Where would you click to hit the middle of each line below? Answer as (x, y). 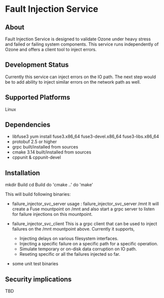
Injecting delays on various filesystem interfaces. (69, 238)
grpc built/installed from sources (45, 147)
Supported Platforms (38, 98)
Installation (23, 173)
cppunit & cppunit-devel (36, 157)
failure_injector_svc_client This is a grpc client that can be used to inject (85, 224)
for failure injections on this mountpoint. (52, 214)
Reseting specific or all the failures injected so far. (70, 254)
